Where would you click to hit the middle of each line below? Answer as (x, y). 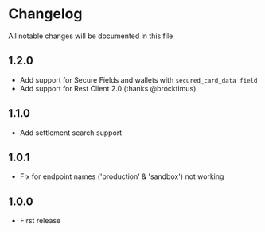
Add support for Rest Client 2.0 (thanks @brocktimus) (108, 88)
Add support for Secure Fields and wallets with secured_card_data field (138, 79)
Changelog (45, 14)
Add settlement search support (71, 133)
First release (40, 221)
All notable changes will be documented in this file (91, 36)
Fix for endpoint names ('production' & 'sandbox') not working (122, 176)
